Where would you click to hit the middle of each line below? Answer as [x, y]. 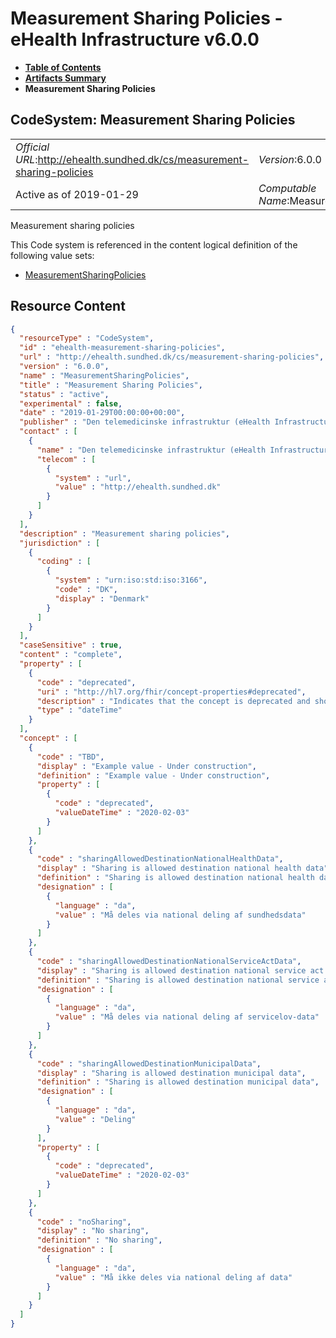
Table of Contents [63, 67]
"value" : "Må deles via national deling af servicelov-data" [187, 1017]
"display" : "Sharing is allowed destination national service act [180, 970]
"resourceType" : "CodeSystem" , [87, 338]
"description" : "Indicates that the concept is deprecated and [173, 701]
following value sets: [52, 255]
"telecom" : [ [66, 459]
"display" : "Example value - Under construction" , [146, 766]
